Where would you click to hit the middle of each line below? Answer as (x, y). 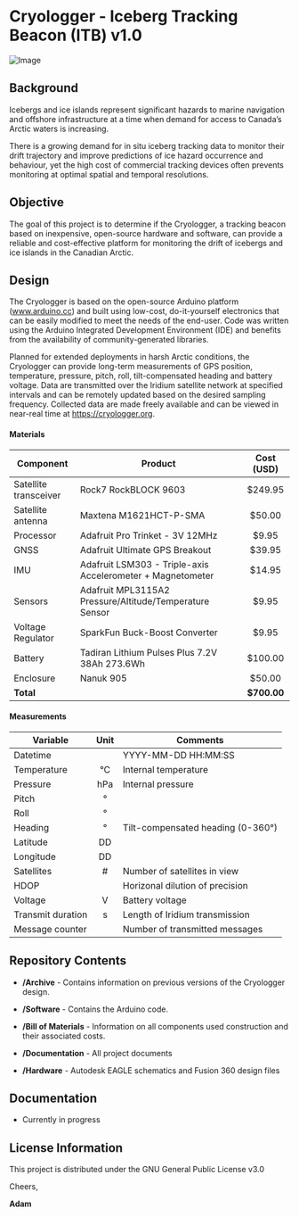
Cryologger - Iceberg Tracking (124, 17)
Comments (200, 740)
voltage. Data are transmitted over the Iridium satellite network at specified (146, 385)
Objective (37, 203)
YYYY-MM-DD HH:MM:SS (179, 755)
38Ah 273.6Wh (112, 664)
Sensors (31, 601)
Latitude (31, 842)
